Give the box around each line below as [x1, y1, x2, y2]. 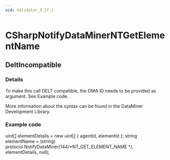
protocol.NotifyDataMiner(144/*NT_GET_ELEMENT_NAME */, [5, 144, 134, 150]
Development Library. [5, 108, 51, 115]
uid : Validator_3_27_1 [5, 7, 54, 13]
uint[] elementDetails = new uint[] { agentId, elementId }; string [5, 132, 137, 139]
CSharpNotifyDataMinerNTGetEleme [5, 29, 165, 41]
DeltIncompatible [5, 61, 62, 70]
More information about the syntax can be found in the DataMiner [5, 103, 143, 109]
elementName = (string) [5, 138, 56, 144]
